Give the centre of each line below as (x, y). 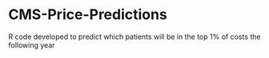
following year (32, 44)
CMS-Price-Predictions (88, 15)
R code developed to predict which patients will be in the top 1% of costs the (134, 37)
